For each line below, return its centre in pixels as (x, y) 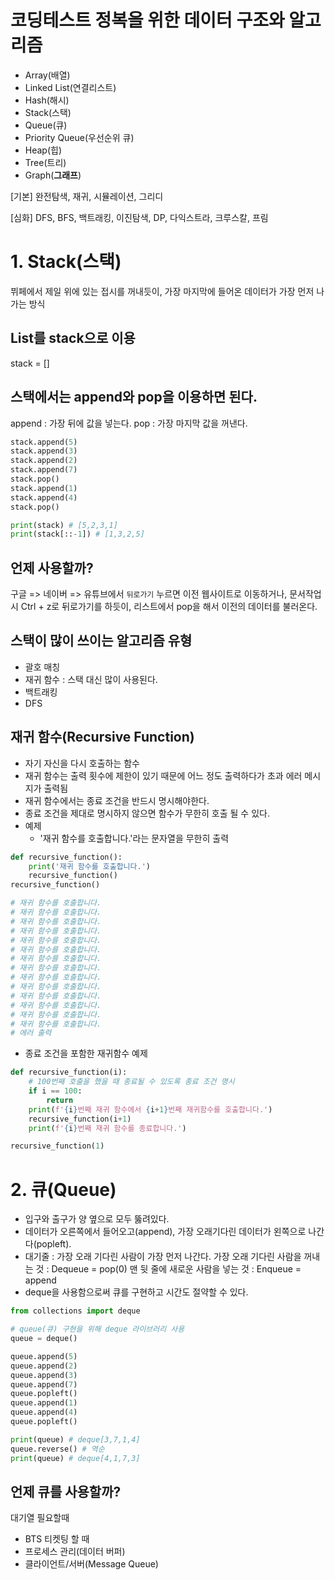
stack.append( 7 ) (44, 470)
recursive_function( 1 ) (57, 1146)
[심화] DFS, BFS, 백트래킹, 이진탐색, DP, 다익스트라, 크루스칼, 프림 (139, 217)
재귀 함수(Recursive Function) (102, 737)
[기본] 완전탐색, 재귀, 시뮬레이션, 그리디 (87, 196)
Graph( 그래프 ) (53, 175)
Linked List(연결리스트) (70, 87)
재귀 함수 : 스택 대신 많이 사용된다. (91, 679)
